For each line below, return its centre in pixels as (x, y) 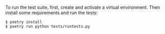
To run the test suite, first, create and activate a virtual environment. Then (83, 7)
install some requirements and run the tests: (52, 13)
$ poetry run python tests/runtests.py (48, 26)
